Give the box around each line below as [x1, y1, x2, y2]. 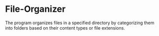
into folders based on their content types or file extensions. [5, 25, 126, 31]
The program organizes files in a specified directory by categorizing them [5, 20, 155, 26]
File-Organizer [5, 3, 66, 15]
